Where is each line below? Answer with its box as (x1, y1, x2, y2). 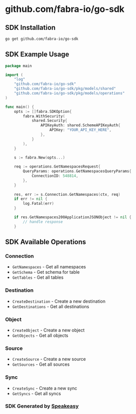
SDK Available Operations (5, 238, 87, 247)
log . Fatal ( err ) (23, 201, 54, 206)
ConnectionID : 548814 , (31, 173, 79, 178)
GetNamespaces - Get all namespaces (12, 264, 86, 270)
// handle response (23, 219, 63, 224)
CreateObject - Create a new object (12, 327, 85, 333)
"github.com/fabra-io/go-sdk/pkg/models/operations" (14, 91, 125, 96)
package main (5, 63, 32, 68)
